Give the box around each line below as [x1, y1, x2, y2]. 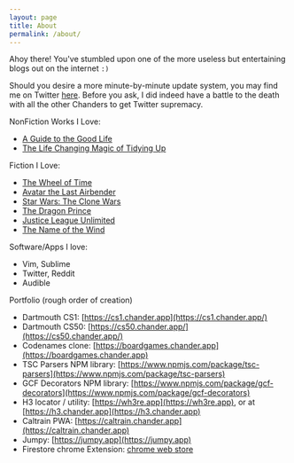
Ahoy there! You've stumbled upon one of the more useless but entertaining [9, 54, 286, 65]
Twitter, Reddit [21, 268, 75, 279]
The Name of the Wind [21, 224, 105, 235]
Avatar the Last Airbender [21, 187, 117, 198]
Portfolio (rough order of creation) [9, 294, 133, 306]
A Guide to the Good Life [21, 134, 112, 145]
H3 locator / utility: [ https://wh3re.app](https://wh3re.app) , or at [21, 396, 255, 408]
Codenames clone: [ [21, 341, 97, 351]
